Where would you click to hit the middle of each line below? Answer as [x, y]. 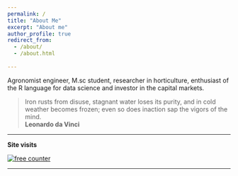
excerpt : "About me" [38, 27]
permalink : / [27, 14]
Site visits [22, 144]
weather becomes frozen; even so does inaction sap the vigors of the [126, 109]
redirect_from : [30, 40]
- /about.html [34, 54]
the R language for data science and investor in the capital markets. [106, 88]
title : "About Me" [34, 21]
